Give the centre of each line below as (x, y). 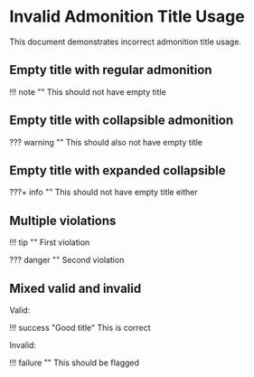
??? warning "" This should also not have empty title (106, 142)
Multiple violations (63, 220)
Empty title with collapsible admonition (122, 121)
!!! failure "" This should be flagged (75, 363)
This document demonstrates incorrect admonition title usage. (126, 42)
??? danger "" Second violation (67, 260)
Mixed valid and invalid (75, 288)
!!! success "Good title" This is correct (80, 328)
